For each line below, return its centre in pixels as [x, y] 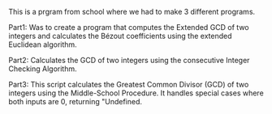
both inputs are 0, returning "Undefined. [76, 101]
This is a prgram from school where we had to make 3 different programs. [132, 12]
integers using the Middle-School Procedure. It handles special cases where [136, 93]
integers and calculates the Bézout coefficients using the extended [121, 36]
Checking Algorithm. [43, 69]
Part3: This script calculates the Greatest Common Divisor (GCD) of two [129, 84]
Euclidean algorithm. [43, 44]
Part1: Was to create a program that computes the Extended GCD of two [129, 27]
